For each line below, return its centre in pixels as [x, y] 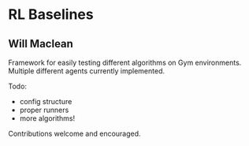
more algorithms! [47, 118]
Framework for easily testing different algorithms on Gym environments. [125, 62]
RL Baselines [51, 15]
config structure [46, 101]
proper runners [44, 110]
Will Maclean [41, 44]
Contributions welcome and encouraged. [74, 133]
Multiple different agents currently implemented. [87, 71]
